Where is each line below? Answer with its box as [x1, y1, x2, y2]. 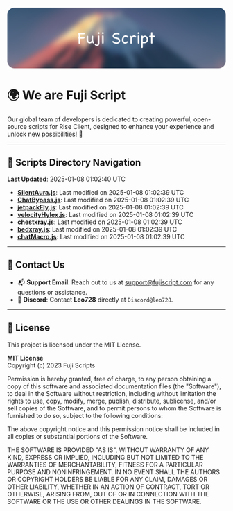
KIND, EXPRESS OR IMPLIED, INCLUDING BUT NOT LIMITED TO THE [7, 453, 204, 461]
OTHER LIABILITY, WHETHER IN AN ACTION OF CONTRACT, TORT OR [7, 483, 209, 491]
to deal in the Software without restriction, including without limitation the [7, 389, 216, 397]
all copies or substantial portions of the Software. [7, 432, 148, 440]
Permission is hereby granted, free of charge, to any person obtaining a [7, 374, 212, 383]
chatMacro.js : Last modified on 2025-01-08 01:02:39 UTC [17, 233, 185, 241]
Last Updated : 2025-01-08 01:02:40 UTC [7, 175, 126, 184]
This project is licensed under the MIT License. [7, 340, 141, 349]
